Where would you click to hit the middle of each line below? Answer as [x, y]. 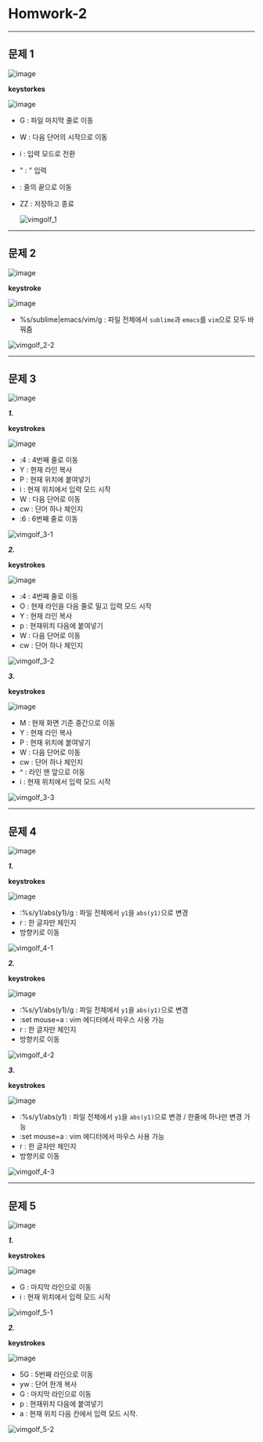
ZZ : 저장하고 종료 [47, 203]
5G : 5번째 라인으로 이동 [56, 1374]
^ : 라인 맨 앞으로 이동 [52, 772]
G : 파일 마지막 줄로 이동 [56, 120]
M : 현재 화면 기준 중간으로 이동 [67, 723]
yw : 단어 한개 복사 [48, 1384]
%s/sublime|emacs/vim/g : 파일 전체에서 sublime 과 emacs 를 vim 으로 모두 [133, 319]
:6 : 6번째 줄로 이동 [49, 519]
